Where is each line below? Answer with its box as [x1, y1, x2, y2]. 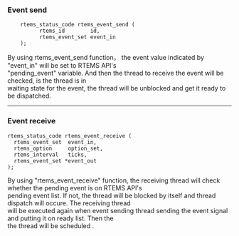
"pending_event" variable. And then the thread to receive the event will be [7, 69, 224, 78]
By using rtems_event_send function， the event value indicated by [7, 53, 205, 62]
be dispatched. [7, 91, 52, 101]
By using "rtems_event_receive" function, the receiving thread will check [7, 176, 221, 185]
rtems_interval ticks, [14, 151, 87, 158]
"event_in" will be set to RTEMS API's [7, 61, 117, 70]
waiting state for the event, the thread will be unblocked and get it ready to [7, 84, 226, 93]
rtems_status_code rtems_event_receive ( [7, 132, 132, 140]
